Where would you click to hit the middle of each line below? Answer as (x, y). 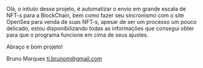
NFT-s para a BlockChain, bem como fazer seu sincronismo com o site (95, 15)
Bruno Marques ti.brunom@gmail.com (54, 59)
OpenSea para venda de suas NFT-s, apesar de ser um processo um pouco (102, 22)
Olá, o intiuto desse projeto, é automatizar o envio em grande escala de (96, 9)
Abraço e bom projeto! (35, 47)
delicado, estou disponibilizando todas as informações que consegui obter (100, 28)
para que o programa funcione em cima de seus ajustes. (77, 35)
